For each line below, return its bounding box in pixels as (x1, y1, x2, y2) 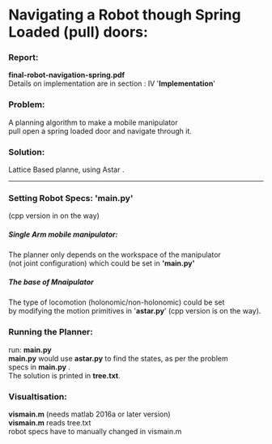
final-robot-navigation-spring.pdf (8, 70, 125, 80)
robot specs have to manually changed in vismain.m (8, 426, 182, 436)
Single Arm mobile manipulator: (8, 229, 118, 239)
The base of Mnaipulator (8, 277, 95, 287)
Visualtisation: (8, 391, 67, 402)
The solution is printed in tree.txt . (8, 370, 121, 380)
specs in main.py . (8, 362, 71, 372)
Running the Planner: (8, 327, 93, 338)
